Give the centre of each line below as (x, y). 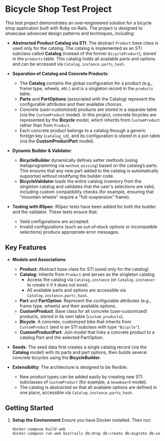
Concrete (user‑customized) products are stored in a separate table (88, 109)
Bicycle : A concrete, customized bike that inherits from (75, 321)
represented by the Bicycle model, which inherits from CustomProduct (90, 120)
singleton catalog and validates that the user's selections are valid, (87, 186)
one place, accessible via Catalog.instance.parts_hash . (76, 392)
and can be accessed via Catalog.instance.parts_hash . (69, 64)
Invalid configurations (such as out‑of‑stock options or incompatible (88, 227)
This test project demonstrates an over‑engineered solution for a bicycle (78, 23)
